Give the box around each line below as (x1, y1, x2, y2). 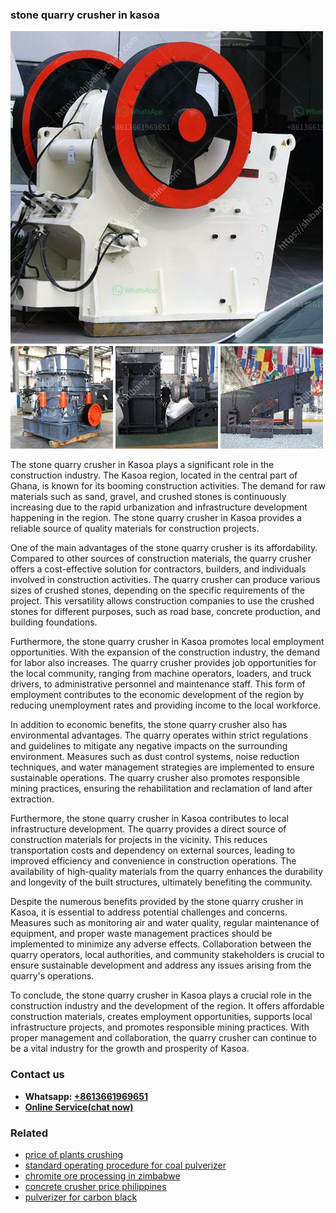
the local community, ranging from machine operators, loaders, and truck (10, 668, 312, 680)
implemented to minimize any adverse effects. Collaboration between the (10, 938, 312, 950)
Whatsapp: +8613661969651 (24, 1090, 148, 1102)
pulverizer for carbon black (24, 1191, 138, 1203)
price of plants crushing (24, 1148, 124, 1160)
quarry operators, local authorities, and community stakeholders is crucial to (10, 949, 325, 961)
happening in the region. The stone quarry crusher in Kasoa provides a (10, 512, 302, 524)
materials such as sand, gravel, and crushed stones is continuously (10, 491, 287, 503)
